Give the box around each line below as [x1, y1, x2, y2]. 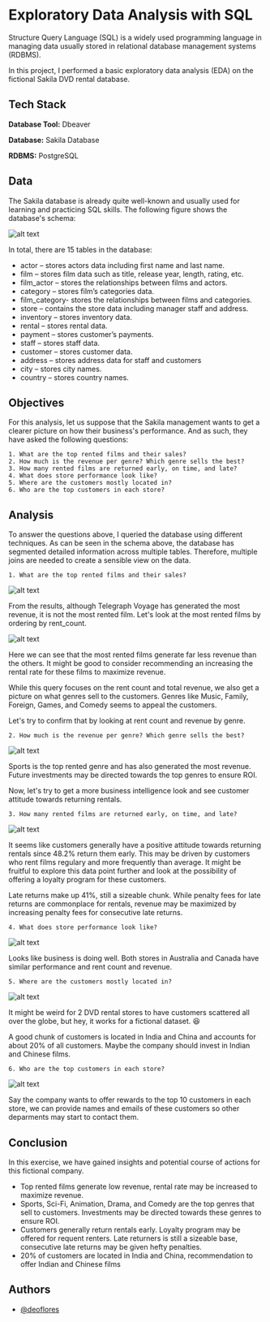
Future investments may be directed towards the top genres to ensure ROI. [8, 770, 258, 780]
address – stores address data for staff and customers [19, 355, 202, 365]
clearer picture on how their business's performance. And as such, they [8, 426, 248, 436]
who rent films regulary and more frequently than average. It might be [8, 858, 242, 867]
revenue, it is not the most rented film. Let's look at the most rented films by [8, 610, 261, 620]
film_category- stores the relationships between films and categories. [19, 295, 253, 305]
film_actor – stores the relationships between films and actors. [19, 278, 228, 287]
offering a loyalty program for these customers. [8, 875, 167, 884]
